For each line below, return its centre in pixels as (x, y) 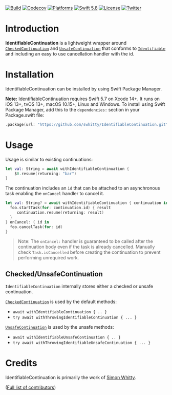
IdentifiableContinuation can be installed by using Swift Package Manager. (84, 89)
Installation (30, 75)
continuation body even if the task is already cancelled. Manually (86, 247)
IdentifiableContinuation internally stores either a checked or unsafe (79, 286)
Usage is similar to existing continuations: (49, 159)
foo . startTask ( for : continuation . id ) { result (60, 208)
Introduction (32, 29)
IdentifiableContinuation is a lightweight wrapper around (66, 43)
